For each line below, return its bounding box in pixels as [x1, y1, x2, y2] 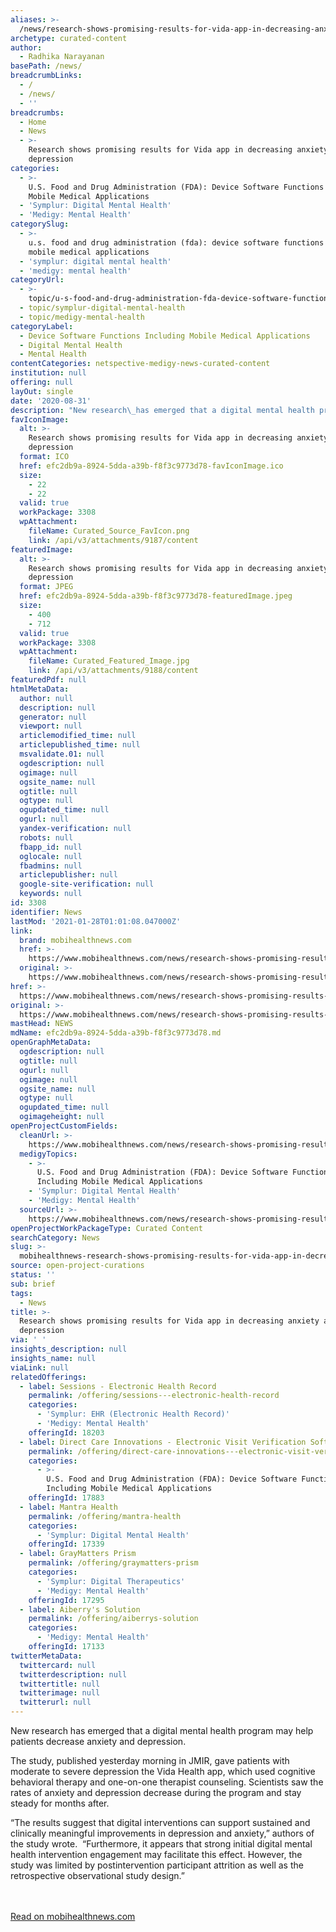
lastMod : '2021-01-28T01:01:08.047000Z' [10, 916, 182, 926]
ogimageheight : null [19, 1112, 105, 1122]
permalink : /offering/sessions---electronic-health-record [28, 1391, 280, 1401]
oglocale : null [19, 851, 83, 861]
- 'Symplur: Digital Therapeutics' [36, 1576, 186, 1586]
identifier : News [10, 907, 83, 917]
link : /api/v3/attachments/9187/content [28, 535, 199, 545]
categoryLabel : [10, 321, 74, 331]
